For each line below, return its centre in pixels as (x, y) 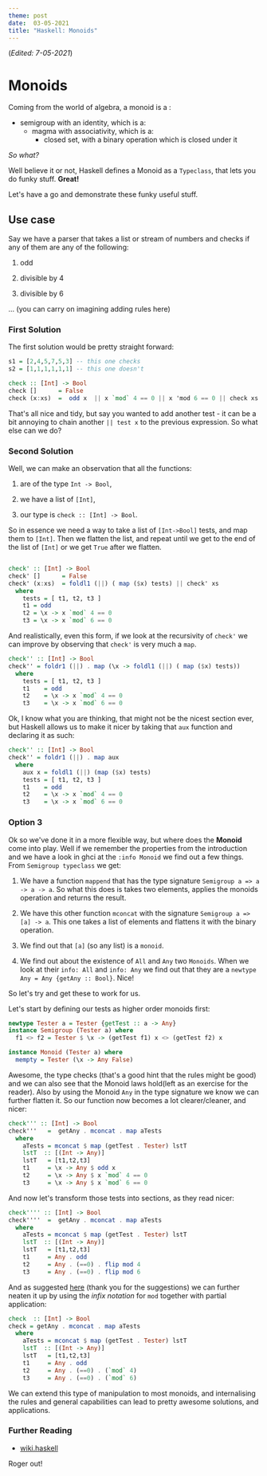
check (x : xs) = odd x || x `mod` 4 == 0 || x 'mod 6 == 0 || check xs (133, 398)
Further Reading (40, 1431)
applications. (29, 1410)
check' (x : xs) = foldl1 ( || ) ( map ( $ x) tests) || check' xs (114, 583)
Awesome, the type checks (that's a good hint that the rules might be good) (132, 1075)
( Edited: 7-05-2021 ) (41, 53)
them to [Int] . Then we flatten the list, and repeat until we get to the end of (132, 539)
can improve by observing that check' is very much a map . (102, 644)
